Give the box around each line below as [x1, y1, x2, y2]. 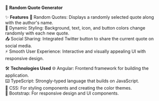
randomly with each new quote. [5, 30, 70, 36]
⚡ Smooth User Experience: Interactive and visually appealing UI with [5, 48, 146, 54]
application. [5, 72, 29, 78]
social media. [5, 43, 32, 49]
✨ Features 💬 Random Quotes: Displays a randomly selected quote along [5, 14, 154, 20]
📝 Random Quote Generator [5, 5, 63, 10]
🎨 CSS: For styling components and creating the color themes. [5, 85, 132, 91]
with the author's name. [5, 20, 53, 26]
